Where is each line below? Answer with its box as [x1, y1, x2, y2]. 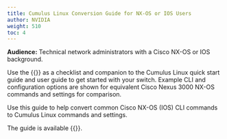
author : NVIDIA [7, 16, 51, 23]
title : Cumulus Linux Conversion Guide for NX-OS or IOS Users [7, 10, 192, 17]
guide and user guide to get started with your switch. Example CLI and [7, 76, 206, 84]
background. [7, 55, 43, 64]
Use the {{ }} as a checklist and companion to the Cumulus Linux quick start [7, 68, 220, 77]
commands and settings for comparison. [7, 90, 122, 99]
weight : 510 [7, 23, 41, 29]
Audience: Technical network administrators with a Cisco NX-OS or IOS [7, 48, 211, 56]
